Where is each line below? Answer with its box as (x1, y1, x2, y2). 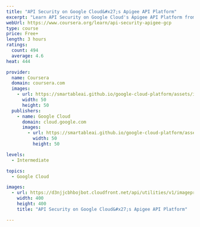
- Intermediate (11, 157, 49, 163)
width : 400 (17, 196, 44, 201)
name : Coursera (11, 75, 49, 81)
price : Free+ (6, 31, 39, 37)
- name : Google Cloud (17, 113, 70, 119)
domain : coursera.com (11, 80, 65, 86)
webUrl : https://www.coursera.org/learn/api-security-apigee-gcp (6, 20, 171, 26)
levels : (6, 152, 26, 157)
